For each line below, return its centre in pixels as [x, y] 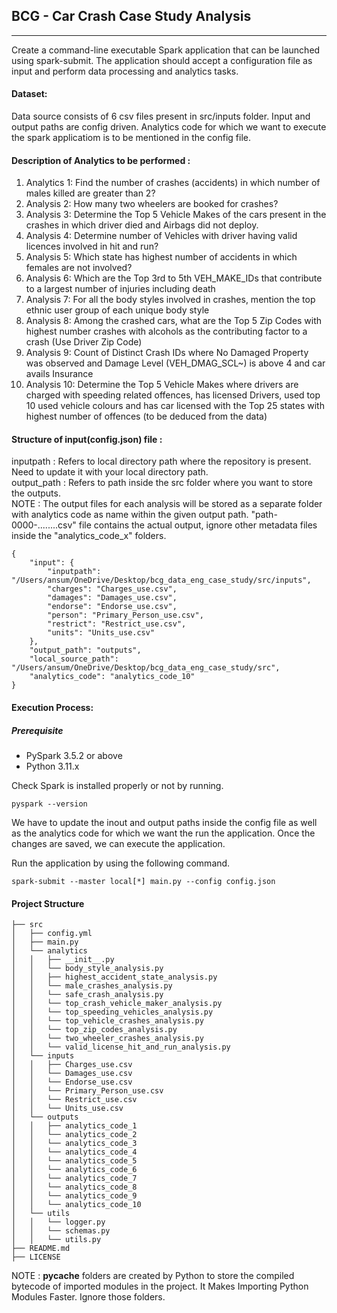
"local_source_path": [74, 659]
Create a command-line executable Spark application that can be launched [166, 50]
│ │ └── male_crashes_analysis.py [92, 986]
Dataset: [29, 94]
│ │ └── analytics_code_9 [74, 1196]
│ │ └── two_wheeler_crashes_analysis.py [107, 1039]
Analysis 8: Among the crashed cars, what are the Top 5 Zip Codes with [174, 321]
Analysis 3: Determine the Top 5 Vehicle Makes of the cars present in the [176, 215]
